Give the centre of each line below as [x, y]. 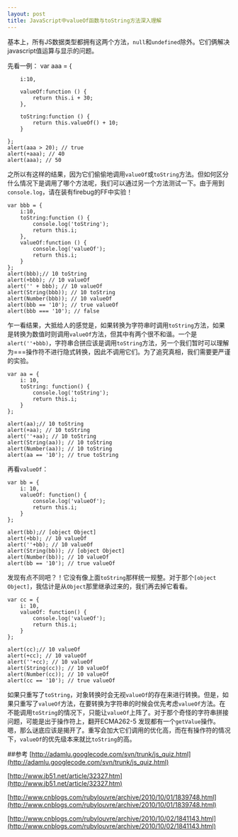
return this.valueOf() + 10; [76, 123]
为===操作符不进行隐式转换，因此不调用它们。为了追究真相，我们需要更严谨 [119, 352]
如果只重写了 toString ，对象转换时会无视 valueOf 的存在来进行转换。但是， [115, 694]
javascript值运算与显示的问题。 [53, 50]
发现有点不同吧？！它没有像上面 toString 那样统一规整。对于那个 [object [112, 577]
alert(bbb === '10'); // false [53, 311]
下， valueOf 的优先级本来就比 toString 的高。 [72, 739]
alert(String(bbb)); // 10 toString [61, 292]
